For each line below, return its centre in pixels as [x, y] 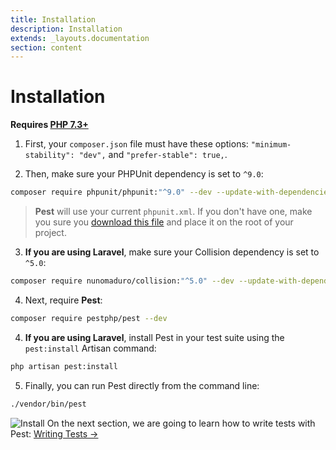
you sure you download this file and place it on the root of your [164, 222]
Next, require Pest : [63, 300]
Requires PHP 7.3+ [49, 125]
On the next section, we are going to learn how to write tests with [181, 423]
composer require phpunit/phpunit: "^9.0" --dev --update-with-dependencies [171, 192]
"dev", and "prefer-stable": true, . [153, 155]
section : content [46, 47]
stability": [49, 156]
